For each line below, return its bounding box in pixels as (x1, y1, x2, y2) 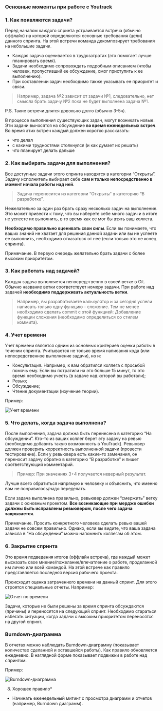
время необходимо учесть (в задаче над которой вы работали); (12, 373, 146, 379)
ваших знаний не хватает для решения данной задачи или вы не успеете (5, 230, 157, 236)
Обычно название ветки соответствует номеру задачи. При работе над (5, 284, 154, 290)
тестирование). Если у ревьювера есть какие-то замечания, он (5, 451, 138, 457)
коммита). (17, 319, 38, 325)
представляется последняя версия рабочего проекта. (5, 569, 118, 575)
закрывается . (5, 511, 35, 517)
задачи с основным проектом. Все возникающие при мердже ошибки (5, 501, 154, 506)
